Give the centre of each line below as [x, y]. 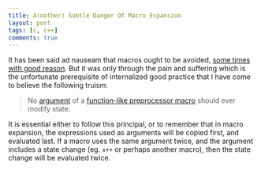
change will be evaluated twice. [60, 158]
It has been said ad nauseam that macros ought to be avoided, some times [129, 60]
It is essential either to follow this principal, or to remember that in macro [126, 124]
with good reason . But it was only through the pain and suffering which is [127, 69]
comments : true [33, 38]
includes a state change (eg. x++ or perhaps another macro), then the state [129, 149]
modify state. [49, 109]
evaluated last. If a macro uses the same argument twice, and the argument [131, 141]
